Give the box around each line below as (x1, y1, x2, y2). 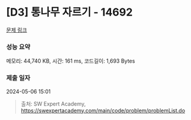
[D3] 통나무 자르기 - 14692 (6, 5, 133, 19)
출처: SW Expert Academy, (20, 100, 86, 107)
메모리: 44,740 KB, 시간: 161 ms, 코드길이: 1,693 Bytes (6, 57, 135, 64)
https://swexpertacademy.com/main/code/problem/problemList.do (20, 107, 186, 114)
